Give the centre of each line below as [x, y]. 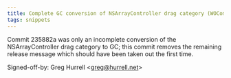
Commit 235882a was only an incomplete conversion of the [92, 39]
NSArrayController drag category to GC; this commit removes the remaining [114, 47]
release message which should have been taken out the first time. [100, 54]
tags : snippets [29, 20]
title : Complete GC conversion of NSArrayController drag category [106, 13]
